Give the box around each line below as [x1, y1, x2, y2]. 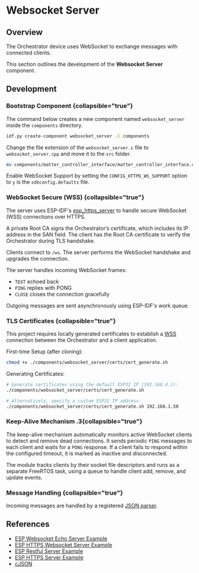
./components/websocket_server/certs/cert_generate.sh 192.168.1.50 [6, 404, 179, 409]
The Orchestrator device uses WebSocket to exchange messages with [6, 43, 178, 50]
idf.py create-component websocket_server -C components [6, 133, 150, 139]
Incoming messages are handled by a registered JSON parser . [6, 502, 158, 509]
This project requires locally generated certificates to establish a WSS [6, 330, 176, 338]
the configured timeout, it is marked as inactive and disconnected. [6, 450, 168, 457]
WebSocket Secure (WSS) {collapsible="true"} [6, 193, 145, 201]
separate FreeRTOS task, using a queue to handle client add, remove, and [6, 468, 186, 475]
